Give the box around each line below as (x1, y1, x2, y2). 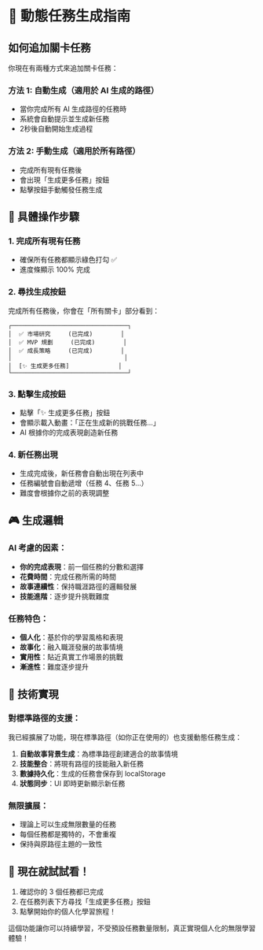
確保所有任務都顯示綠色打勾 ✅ (19, 255, 118, 265)
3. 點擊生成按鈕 (8, 388, 67, 399)
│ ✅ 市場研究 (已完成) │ (8, 330, 125, 338)
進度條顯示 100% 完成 (19, 265, 90, 274)
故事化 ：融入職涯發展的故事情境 (19, 643, 123, 652)
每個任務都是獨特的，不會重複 (19, 829, 116, 839)
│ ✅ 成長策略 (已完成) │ (8, 347, 125, 354)
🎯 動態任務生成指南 (8, 7, 131, 25)
